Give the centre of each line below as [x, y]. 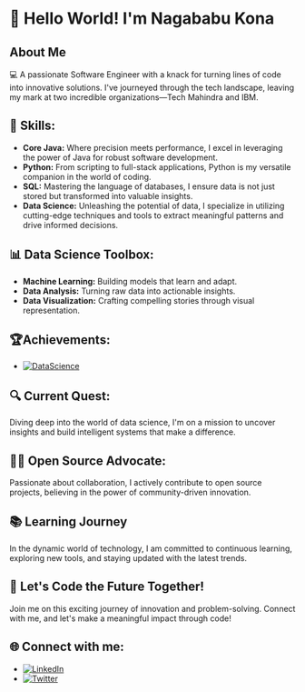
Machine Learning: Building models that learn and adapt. [130, 281]
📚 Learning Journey [69, 522]
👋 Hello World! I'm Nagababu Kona [142, 19]
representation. [51, 310]
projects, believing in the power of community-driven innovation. [130, 492]
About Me [38, 52]
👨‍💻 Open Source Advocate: [88, 461]
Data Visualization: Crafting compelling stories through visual [138, 300]
